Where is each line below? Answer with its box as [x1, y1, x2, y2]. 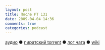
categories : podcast [5, 26, 48, 31]
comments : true [5, 21, 37, 26]
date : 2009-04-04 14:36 [5, 16, 54, 21]
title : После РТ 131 [5, 12, 48, 17]
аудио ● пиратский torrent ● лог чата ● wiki [5, 39, 100, 45]
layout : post [5, 7, 32, 12]
